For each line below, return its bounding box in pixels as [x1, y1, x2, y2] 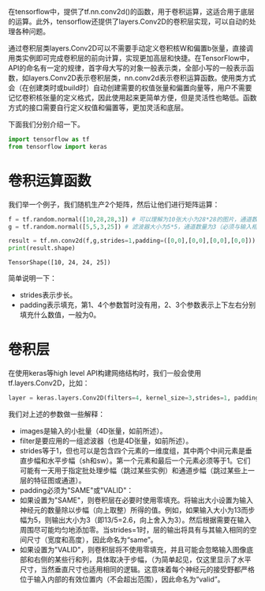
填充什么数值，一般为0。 [19, 310, 101, 320]
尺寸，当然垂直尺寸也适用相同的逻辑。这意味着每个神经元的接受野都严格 [19, 565, 255, 574]
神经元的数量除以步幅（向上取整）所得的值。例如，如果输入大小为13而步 [19, 506, 256, 514]
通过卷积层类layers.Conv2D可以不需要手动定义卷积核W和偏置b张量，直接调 [8, 44, 254, 53]
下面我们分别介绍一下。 [8, 119, 84, 129]
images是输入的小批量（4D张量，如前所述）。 [19, 426, 167, 435]
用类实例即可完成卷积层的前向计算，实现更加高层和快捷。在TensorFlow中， [8, 54, 254, 63]
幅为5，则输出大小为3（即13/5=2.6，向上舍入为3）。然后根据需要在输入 [19, 515, 252, 525]
